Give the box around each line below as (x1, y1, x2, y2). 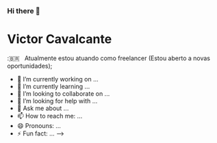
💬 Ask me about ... (16, 104, 69, 112)
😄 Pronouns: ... (16, 121, 62, 129)
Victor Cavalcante (7, 31, 112, 47)
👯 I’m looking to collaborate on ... (16, 89, 110, 98)
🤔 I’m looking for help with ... (16, 96, 98, 105)
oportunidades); (7, 62, 53, 70)
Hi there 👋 (7, 6, 41, 16)
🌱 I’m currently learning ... (16, 82, 90, 90)
